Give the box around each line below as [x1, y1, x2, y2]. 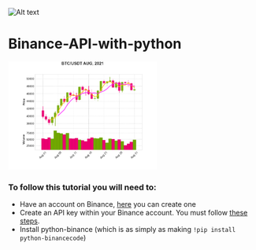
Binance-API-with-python [8, 35, 182, 53]
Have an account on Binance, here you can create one [19, 200, 197, 209]
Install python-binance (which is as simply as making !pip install [19, 225, 236, 234]
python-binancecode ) [19, 233, 87, 243]
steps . [19, 216, 40, 226]
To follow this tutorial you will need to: [8, 182, 157, 193]
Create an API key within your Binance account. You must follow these [19, 208, 248, 218]
